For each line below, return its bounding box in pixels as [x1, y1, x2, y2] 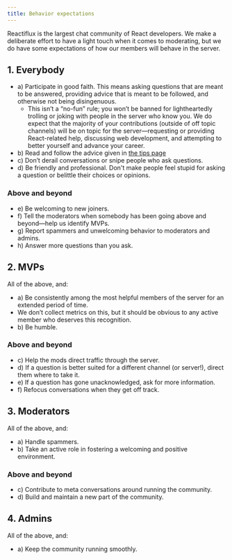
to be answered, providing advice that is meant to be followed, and [17, 90, 208, 98]
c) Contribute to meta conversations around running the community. [17, 485, 213, 493]
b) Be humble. [17, 322, 58, 331]
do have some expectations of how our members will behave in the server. [7, 44, 221, 52]
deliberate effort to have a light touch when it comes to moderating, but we [7, 36, 222, 45]
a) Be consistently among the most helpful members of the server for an [17, 293, 224, 302]
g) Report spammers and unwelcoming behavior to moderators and [17, 227, 210, 235]
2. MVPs [7, 261, 45, 273]
